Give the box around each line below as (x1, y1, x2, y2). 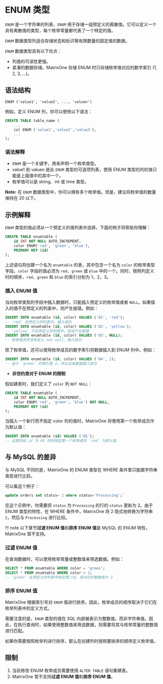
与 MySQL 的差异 (5, 453, 57, 462)
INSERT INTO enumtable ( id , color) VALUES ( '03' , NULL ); (5, 333, 123, 338)
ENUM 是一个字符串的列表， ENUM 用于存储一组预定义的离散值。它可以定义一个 (5, 21, 157, 27)
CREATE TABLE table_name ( (5, 118, 60, 123)
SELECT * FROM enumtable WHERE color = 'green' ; (5, 566, 105, 571)
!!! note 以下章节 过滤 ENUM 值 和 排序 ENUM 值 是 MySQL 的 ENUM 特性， (5, 525, 150, 530)
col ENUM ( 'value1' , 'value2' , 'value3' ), (14, 127, 97, 132)
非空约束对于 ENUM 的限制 (12, 370, 65, 376)
